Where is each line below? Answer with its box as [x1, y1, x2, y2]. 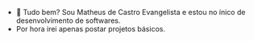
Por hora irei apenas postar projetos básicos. [15, 24, 165, 33]
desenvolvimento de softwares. [15, 16, 121, 25]
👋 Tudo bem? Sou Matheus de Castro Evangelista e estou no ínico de [15, 8, 246, 17]
